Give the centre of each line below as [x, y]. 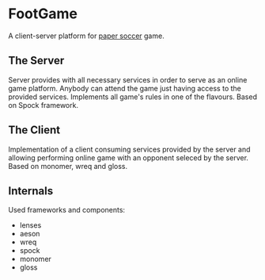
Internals [31, 191]
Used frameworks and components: [66, 210]
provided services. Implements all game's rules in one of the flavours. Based [132, 97]
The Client [34, 130]
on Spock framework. [44, 105]
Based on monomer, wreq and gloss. [68, 166]
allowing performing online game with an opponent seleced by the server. [129, 157]
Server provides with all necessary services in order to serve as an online [128, 79]
